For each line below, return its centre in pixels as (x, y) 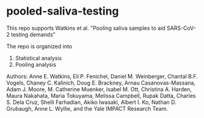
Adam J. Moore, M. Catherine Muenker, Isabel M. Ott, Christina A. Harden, (99, 89)
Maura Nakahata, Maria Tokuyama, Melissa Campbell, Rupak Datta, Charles (101, 95)
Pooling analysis (36, 64)
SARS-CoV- (181, 28)
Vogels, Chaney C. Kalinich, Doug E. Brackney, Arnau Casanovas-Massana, (101, 83)
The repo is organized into (39, 46)
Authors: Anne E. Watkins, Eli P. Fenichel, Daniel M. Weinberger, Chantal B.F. (102, 76)
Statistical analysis (38, 58)
